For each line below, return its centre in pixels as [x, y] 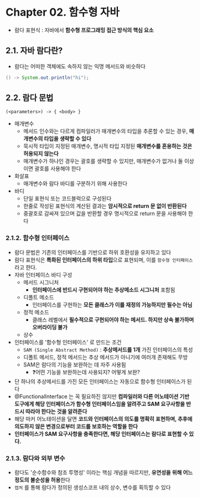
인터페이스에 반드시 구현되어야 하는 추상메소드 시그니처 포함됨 [104, 290]
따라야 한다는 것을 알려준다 [56, 411]
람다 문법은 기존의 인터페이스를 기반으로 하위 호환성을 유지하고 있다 [93, 252]
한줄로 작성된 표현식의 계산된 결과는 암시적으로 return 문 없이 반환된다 [105, 206]
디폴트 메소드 [39, 297]
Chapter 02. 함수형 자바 [63, 12]
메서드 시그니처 [41, 282]
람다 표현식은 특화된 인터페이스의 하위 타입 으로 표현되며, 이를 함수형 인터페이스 [103, 260]
